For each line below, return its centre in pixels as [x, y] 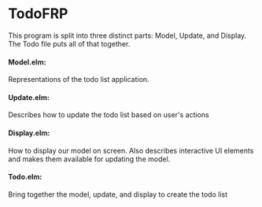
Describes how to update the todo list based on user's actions [109, 115]
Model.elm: [27, 62]
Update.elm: [29, 97]
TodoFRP [38, 14]
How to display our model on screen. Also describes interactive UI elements [131, 150]
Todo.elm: [25, 177]
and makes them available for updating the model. [89, 159]
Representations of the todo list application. [79, 79]
